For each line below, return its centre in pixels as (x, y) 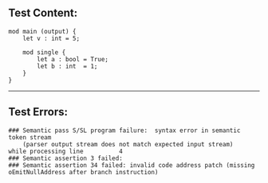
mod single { (44, 52)
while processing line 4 (66, 151)
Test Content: (43, 13)
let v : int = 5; (51, 38)
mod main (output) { (43, 31)
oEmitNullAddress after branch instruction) (83, 172)
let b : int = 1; (67, 66)
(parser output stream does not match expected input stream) (128, 144)
